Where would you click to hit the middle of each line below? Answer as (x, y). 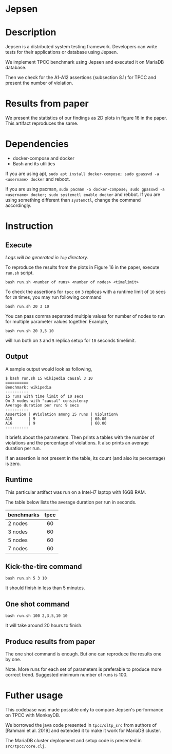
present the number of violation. (39, 83)
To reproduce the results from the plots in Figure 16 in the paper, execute (82, 267)
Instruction (29, 226)
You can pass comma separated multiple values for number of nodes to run (85, 316)
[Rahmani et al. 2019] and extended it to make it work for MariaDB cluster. (83, 730)
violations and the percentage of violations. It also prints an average (77, 442)
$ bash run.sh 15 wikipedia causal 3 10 (49, 378)
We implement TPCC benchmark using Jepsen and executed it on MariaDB (85, 62)
